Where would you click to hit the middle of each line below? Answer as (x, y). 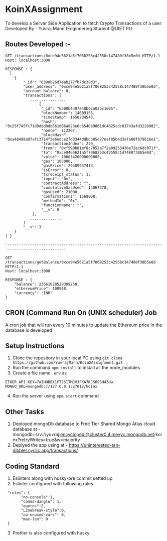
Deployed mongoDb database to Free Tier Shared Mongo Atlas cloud (84, 424)
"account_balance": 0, (47, 91)
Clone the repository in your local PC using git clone (67, 358)
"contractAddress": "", (66, 183)
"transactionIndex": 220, (68, 144)
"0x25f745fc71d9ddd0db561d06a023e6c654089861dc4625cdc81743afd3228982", (83, 126)
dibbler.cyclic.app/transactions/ (45, 451)
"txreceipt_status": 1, (66, 174)
